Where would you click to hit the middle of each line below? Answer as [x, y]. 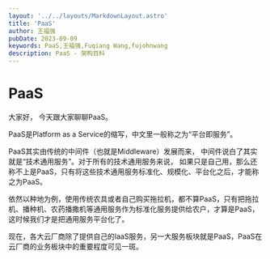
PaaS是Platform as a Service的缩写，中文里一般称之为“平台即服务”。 [123, 134]
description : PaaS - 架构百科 [57, 53]
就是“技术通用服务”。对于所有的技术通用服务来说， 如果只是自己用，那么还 [133, 161]
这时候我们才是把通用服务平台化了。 [69, 219]
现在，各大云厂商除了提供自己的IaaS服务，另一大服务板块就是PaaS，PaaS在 [135, 236]
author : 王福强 [32, 31]
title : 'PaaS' [32, 23]
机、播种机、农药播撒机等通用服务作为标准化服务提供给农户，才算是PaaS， [134, 209]
